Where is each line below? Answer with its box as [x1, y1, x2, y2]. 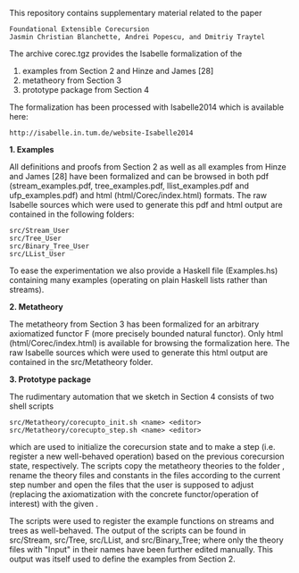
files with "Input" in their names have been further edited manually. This [9, 544, 274, 554]
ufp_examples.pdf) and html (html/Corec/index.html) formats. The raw [9, 190, 268, 200]
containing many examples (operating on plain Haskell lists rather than [9, 275, 268, 285]
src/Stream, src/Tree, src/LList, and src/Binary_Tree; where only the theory [9, 535, 284, 545]
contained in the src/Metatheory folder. [9, 357, 154, 367]
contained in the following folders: [9, 209, 135, 220]
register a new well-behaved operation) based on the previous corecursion [9, 451, 285, 461]
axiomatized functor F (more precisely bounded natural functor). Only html [9, 328, 284, 338]
